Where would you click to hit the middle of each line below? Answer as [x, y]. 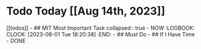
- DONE [16, 41]
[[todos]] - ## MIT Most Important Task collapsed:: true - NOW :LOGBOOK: [100, 28]
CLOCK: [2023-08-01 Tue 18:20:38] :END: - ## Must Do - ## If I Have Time [100, 34]
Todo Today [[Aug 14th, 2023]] [86, 11]
